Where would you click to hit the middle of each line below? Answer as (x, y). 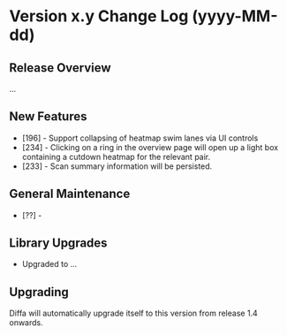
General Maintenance (70, 194)
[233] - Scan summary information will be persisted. (117, 166)
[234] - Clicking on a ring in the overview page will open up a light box (150, 147)
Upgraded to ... (49, 264)
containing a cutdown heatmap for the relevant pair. (116, 156)
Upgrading (39, 292)
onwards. (26, 323)
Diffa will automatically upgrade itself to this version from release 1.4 (133, 313)
